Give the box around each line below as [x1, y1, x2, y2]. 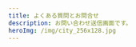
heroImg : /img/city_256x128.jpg [8, 26, 116, 34]
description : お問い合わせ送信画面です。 [8, 19, 132, 27]
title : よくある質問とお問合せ [8, 11, 99, 20]
